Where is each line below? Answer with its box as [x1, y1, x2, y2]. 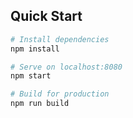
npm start [10, 71, 52, 81]
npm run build [10, 99, 70, 109]
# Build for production [10, 89, 110, 99]
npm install [10, 44, 60, 54]
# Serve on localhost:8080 [10, 62, 123, 72]
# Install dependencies [10, 34, 110, 44]
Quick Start [10, 8, 83, 25]
